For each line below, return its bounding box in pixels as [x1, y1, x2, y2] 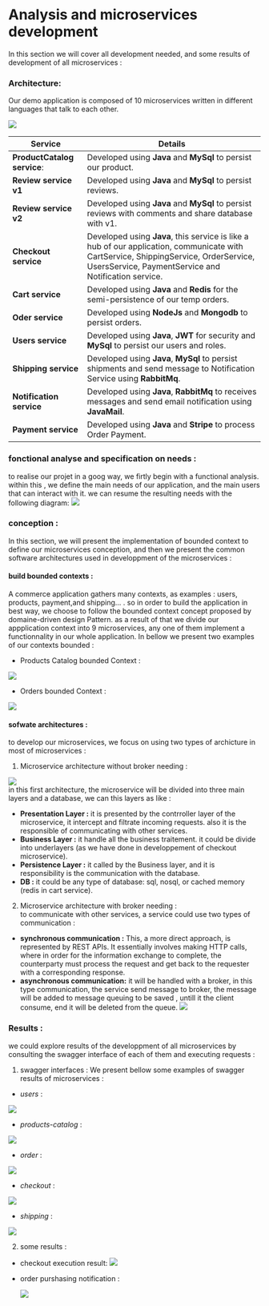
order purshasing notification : [19, 1273, 120, 1283]
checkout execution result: [19, 1258, 108, 1268]
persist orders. [86, 317, 142, 328]
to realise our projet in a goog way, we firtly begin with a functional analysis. [8, 471, 259, 481]
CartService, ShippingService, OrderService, [86, 251, 255, 262]
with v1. [86, 218, 118, 229]
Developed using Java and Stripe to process [86, 419, 255, 430]
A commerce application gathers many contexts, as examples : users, [8, 589, 238, 599]
